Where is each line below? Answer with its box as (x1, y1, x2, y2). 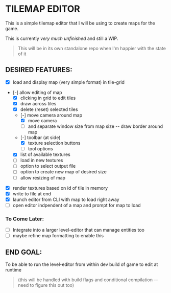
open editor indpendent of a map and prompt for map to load (12, 202, 141, 208)
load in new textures (20, 157, 63, 164)
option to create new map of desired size (20, 169, 107, 175)
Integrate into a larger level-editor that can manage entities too (12, 227, 144, 233)
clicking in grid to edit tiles (20, 95, 76, 101)
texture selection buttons (28, 140, 81, 146)
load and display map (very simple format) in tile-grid (12, 79, 125, 85)
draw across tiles (20, 100, 57, 106)
